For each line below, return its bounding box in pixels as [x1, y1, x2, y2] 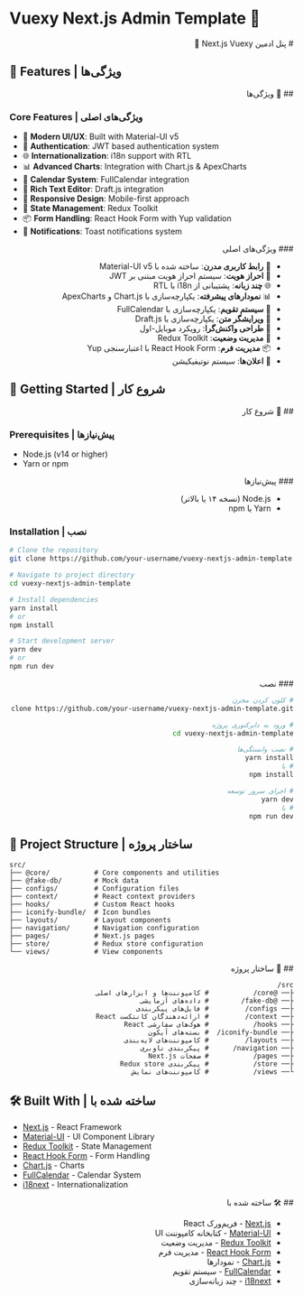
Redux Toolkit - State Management [22, 1141, 151, 1152]
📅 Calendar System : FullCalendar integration [22, 174, 189, 185]
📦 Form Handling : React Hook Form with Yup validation [22, 213, 232, 224]
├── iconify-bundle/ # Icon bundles [9, 908, 151, 917]
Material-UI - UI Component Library [22, 1132, 155, 1142]
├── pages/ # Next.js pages [9, 931, 155, 941]
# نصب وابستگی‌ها [237, 745, 294, 754]
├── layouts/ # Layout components [9, 916, 171, 925]
